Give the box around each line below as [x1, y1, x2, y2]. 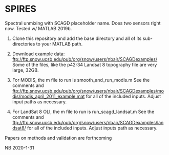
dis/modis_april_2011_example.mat [12, 93, 85, 99]
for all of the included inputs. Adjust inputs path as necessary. [27, 125, 158, 131]
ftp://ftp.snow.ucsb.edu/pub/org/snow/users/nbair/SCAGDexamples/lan [12, 119, 164, 125]
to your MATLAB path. [36, 40, 83, 47]
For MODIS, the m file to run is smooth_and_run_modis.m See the [12, 77, 150, 83]
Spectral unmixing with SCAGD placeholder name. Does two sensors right [5, 20, 161, 26]
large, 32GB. [12, 67, 39, 73]
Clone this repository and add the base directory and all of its [12, 35, 142, 41]
